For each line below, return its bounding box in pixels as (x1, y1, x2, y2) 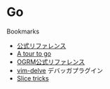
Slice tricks (16, 74, 50, 82)
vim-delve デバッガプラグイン (16, 66, 103, 74)
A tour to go (16, 49, 52, 58)
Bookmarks (6, 27, 40, 35)
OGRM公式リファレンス (16, 57, 85, 66)
